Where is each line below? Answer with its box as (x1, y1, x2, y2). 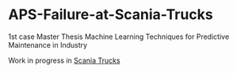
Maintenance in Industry (8, 40, 88, 49)
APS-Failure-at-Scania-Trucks (8, 6, 213, 24)
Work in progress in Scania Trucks (8, 56, 120, 65)
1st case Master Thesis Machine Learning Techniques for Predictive (8, 32, 230, 41)
